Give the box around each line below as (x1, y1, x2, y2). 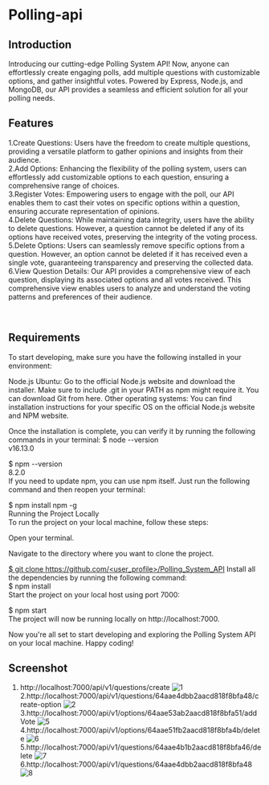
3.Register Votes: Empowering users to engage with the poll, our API (8, 189, 234, 199)
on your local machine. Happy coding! (8, 638, 134, 647)
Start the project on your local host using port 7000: (8, 589, 181, 599)
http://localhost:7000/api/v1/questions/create (19, 683, 170, 692)
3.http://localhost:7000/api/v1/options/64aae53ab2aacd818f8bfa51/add (19, 709, 258, 718)
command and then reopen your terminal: (8, 485, 146, 494)
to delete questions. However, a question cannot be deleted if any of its (8, 223, 245, 233)
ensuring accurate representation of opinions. (8, 206, 161, 216)
